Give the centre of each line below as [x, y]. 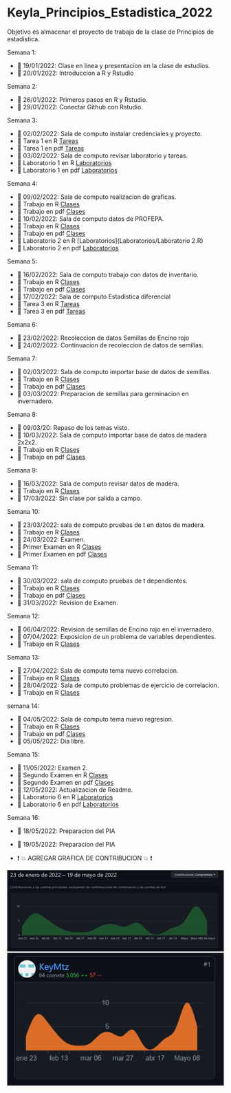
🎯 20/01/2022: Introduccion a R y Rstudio [75, 73]
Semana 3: [22, 120]
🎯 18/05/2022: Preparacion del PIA [66, 831]
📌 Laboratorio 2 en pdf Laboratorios [68, 248]
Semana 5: [22, 261]
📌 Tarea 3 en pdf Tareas [51, 311]
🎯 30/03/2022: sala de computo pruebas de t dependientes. [102, 581]
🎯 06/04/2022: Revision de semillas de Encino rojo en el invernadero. [115, 629]
